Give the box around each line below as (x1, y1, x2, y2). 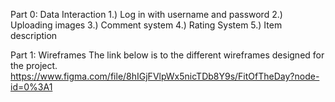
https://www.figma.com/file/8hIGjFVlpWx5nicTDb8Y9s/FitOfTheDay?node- (10, 70, 320, 82)
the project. (10, 60, 58, 71)
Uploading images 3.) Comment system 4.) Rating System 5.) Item (10, 19, 283, 31)
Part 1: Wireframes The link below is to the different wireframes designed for (10, 49, 325, 61)
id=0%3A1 (10, 81, 53, 93)
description (10, 30, 58, 41)
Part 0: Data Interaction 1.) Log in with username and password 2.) (10, 9, 283, 20)
